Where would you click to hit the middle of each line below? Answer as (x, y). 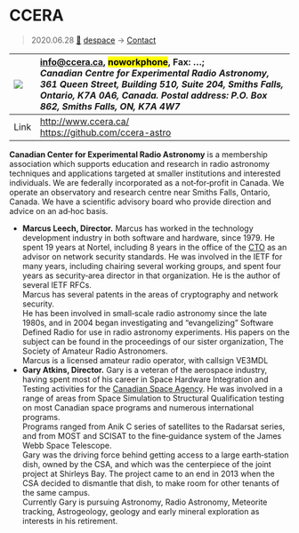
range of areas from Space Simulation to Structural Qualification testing (153, 398)
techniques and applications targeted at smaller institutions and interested (145, 173)
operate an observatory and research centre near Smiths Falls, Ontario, (140, 192)
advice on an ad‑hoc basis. (59, 211)
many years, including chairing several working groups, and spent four (152, 266)
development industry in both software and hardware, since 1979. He (149, 237)
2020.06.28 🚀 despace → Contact (93, 40)
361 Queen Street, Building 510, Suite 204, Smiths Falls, (162, 84)
